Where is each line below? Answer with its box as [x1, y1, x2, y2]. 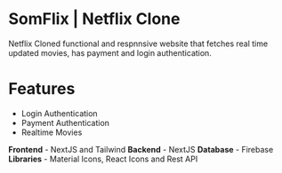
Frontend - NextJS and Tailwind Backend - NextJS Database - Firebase [8, 144, 274, 154]
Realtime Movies [20, 127, 83, 138]
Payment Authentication [20, 117, 110, 128]
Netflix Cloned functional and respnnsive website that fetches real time [8, 38, 269, 49]
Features [8, 79, 76, 99]
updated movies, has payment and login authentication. [8, 47, 213, 58]
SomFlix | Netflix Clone [8, 9, 181, 29]
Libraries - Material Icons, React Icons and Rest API [8, 153, 198, 164]
